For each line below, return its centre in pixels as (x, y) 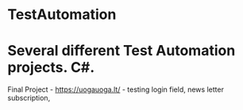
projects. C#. (51, 68)
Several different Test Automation (121, 51)
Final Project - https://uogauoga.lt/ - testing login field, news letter (116, 89)
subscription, (29, 98)
